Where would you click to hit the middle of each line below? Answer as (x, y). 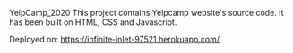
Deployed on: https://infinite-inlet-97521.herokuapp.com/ (115, 39)
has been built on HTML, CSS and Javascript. (93, 22)
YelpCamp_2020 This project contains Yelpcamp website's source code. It (146, 13)
